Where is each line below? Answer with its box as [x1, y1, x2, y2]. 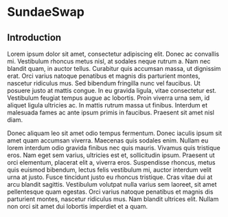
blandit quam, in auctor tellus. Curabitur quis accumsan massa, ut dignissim [7, 65, 221, 72]
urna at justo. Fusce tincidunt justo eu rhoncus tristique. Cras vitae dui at [7, 173, 213, 181]
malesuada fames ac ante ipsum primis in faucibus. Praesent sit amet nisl [7, 108, 215, 116]
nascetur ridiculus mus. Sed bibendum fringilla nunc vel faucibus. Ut [7, 79, 201, 87]
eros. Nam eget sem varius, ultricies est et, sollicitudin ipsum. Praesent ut [7, 151, 215, 159]
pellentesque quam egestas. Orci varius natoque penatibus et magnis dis [7, 187, 214, 196]
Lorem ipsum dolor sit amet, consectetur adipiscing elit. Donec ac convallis [7, 50, 220, 58]
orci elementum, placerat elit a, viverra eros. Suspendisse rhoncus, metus [7, 158, 216, 166]
